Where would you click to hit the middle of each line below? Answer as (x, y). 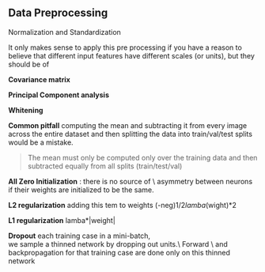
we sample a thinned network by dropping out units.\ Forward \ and (118, 244)
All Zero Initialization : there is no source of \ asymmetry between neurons (131, 181)
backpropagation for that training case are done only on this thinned (119, 252)
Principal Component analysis (59, 95)
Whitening (26, 110)
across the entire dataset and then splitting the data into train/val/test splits (131, 134)
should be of (29, 64)
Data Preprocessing (58, 13)
